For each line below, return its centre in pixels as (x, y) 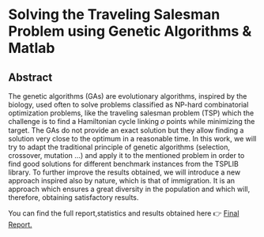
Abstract (30, 77)
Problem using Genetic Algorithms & (130, 31)
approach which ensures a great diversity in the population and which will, (129, 189)
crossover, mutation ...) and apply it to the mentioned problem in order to (126, 155)
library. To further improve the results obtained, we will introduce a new (124, 172)
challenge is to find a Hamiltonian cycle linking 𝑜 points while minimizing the (132, 121)
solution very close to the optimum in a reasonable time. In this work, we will (132, 139)
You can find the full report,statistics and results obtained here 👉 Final (124, 213)
